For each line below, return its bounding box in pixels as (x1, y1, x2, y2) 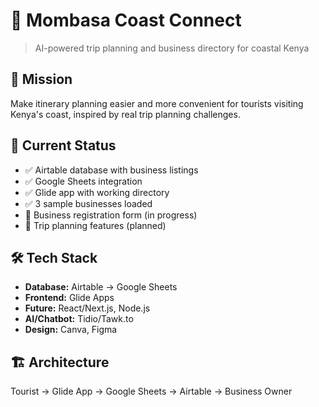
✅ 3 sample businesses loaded (24, 197, 153, 209)
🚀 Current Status (10, 137, 117, 154)
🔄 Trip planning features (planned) (24, 219, 167, 231)
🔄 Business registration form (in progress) (24, 209, 198, 221)
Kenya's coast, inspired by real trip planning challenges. (10, 108, 241, 120)
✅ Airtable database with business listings (24, 164, 199, 176)
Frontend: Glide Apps (24, 292, 115, 304)
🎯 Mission (10, 71, 73, 88)
